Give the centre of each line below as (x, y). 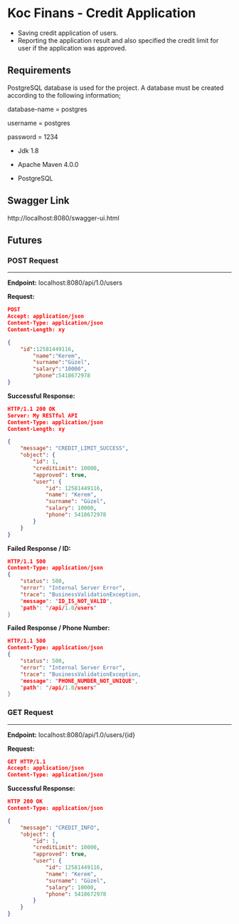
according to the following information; (64, 95)
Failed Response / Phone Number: (59, 628)
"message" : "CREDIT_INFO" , (60, 828)
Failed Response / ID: (39, 548)
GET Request (30, 713)
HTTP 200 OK (25, 802)
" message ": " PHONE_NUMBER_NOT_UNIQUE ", (79, 681)
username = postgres (39, 123)
